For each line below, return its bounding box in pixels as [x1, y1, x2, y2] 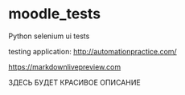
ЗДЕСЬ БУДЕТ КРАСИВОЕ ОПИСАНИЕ [8, 77, 141, 87]
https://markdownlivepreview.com [8, 61, 121, 72]
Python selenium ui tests [8, 31, 90, 41]
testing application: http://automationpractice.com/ [8, 46, 177, 56]
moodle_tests [8, 5, 101, 23]
